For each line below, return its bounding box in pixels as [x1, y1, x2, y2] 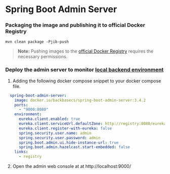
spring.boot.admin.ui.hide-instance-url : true [18, 140, 119, 145]
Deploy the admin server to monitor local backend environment [5, 66, 164, 73]
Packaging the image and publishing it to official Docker [5, 22, 145, 29]
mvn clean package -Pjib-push [5, 39, 69, 45]
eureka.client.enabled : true [18, 116, 80, 122]
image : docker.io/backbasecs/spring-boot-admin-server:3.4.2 [14, 98, 146, 103]
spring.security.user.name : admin [18, 130, 92, 136]
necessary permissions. [17, 54, 68, 60]
